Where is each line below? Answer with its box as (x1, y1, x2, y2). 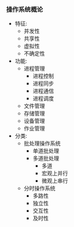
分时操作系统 (23, 184, 55, 192)
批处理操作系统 (23, 140, 61, 147)
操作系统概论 (6, 5, 44, 13)
